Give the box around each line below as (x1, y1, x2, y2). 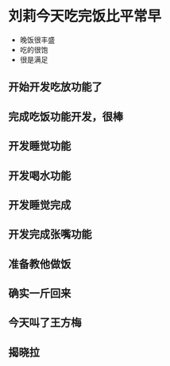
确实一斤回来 (8, 287, 71, 300)
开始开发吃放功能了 (8, 80, 102, 94)
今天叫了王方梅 (8, 316, 82, 329)
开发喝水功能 (8, 168, 71, 183)
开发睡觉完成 (8, 198, 71, 211)
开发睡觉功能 (8, 140, 71, 153)
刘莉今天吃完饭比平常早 (8, 7, 162, 25)
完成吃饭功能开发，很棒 (8, 110, 123, 123)
